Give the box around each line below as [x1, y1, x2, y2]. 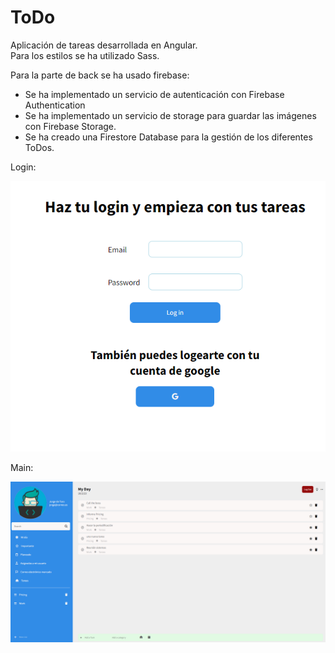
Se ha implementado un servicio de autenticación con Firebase [24, 88, 285, 100]
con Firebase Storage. [24, 120, 117, 132]
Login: [10, 161, 37, 173]
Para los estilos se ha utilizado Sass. [10, 49, 160, 61]
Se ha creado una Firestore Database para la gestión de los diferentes [24, 131, 313, 143]
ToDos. [24, 141, 55, 153]
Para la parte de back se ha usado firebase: [10, 69, 190, 81]
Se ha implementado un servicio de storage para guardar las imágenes [24, 109, 317, 121]
